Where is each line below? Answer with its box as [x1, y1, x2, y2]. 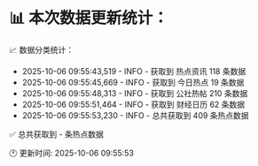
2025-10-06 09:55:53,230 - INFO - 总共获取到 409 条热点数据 [21, 109, 250, 120]
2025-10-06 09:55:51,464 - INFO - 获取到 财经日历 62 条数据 [21, 99, 246, 109]
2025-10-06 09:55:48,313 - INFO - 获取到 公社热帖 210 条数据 [21, 87, 248, 98]
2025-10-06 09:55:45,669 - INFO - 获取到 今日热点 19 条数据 [21, 77, 245, 87]
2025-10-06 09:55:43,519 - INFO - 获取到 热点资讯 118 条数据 [21, 65, 246, 76]
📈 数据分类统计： [9, 44, 74, 55]
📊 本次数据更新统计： [9, 8, 168, 28]
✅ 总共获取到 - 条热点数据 [9, 129, 105, 140]
